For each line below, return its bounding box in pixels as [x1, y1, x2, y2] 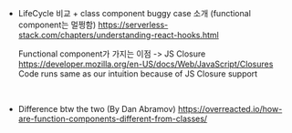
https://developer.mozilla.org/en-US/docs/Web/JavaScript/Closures [17, 58, 274, 69]
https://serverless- [98, 19, 169, 30]
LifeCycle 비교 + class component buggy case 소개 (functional [17, 8, 251, 18]
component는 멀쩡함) [17, 19, 97, 30]
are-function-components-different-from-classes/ [17, 113, 208, 124]
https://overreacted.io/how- [177, 104, 283, 114]
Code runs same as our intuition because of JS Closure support [17, 68, 258, 79]
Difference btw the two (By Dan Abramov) [17, 104, 176, 114]
